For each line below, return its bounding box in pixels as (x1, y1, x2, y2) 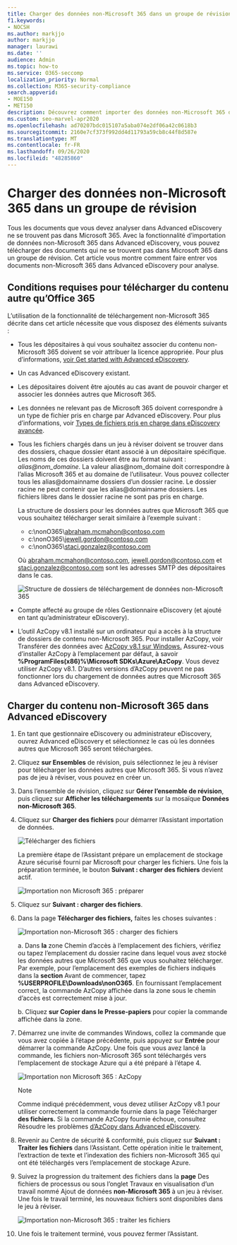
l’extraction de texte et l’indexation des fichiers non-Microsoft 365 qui (17, 1151, 221, 1160)
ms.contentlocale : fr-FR (7, 142, 80, 149)
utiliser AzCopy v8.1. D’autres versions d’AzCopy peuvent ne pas (17, 665, 205, 673)
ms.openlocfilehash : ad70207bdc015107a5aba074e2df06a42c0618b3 (7, 121, 197, 129)
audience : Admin (7, 56, 55, 64)
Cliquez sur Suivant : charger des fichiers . (17, 900, 143, 909)
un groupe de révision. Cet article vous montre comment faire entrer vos (7, 254, 217, 262)
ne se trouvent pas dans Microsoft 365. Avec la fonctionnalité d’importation (7, 231, 226, 239)
